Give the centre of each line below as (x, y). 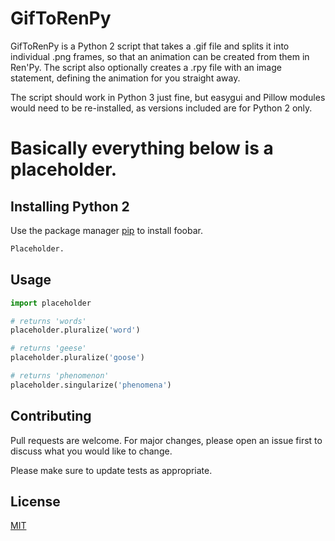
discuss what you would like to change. (91, 451)
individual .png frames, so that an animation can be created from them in (160, 56)
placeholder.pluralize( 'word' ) (75, 330)
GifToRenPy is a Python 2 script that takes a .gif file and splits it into (150, 46)
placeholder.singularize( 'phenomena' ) (91, 385)
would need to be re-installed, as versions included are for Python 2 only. (161, 108)
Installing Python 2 (70, 206)
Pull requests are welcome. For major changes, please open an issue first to (166, 440)
